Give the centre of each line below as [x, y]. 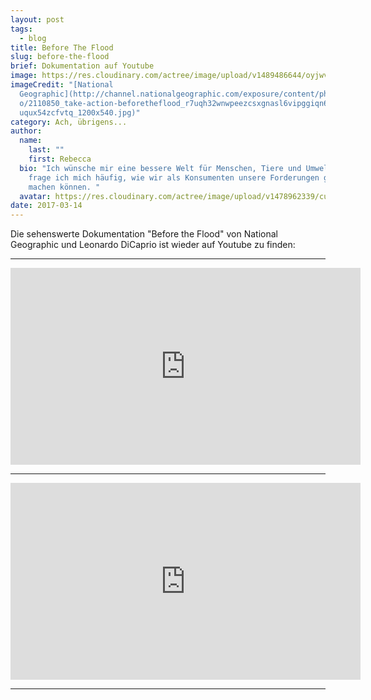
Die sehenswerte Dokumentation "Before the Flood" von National [144, 234]
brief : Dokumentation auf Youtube [82, 66]
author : [26, 131]
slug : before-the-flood [60, 57]
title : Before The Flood [62, 47]
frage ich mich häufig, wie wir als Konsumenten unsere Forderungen [174, 177]
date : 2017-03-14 [46, 206]
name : [31, 141]
